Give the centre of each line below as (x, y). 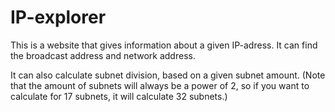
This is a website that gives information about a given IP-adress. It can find (164, 45)
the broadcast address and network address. (103, 55)
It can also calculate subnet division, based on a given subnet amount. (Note (168, 75)
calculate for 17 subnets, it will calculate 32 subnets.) (119, 96)
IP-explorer (58, 17)
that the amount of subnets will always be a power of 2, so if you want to (160, 85)
